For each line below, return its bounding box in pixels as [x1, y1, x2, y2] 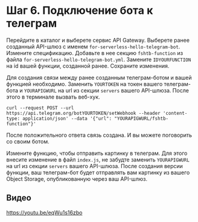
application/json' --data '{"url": [22, 116, 112, 122]
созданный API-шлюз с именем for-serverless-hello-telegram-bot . [6, 43, 180, 50]
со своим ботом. [6, 137, 49, 145]
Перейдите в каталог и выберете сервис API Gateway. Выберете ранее [6, 36, 190, 44]
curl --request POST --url [6, 105, 74, 111]
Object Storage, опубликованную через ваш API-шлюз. [6, 175, 148, 182]
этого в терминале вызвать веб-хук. [6, 93, 101, 100]
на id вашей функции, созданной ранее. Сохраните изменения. [6, 62, 170, 70]
